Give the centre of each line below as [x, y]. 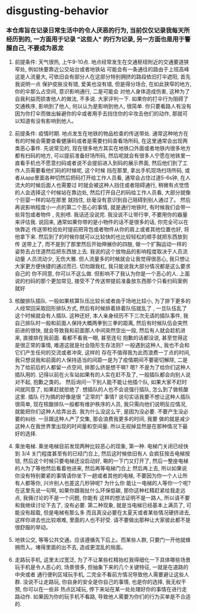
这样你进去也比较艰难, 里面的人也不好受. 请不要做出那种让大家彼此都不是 [103, 520]
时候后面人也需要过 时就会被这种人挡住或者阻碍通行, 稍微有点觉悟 [110, 185]
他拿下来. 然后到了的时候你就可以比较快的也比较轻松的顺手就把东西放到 [101, 237]
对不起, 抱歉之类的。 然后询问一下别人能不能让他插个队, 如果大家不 [96, 382]
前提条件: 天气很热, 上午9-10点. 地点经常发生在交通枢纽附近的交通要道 [99, 62]
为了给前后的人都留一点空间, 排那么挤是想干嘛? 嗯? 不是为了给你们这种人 [103, 368]
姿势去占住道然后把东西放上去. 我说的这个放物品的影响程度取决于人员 [98, 251]
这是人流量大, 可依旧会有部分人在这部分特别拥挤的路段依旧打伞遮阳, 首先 [103, 77]
